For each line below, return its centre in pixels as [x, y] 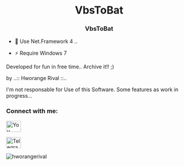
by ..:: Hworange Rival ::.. [36, 78]
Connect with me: [32, 111]
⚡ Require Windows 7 [41, 53]
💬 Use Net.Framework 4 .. [46, 41]
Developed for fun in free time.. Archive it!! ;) [60, 67]
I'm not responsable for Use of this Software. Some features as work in [92, 89]
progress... [19, 96]
